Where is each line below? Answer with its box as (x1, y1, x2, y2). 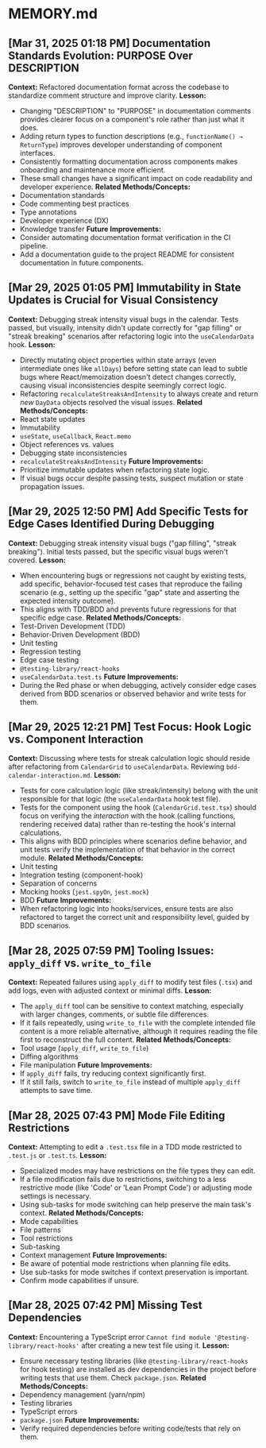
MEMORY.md (8, 5, 98, 23)
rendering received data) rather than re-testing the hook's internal (19, 820, 236, 829)
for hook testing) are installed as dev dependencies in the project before (19, 1364, 256, 1374)
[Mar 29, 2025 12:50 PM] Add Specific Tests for (8, 505, 249, 519)
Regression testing (19, 647, 82, 656)
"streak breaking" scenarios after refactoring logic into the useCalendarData (8, 331, 254, 341)
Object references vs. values (19, 439, 114, 449)
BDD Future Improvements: (19, 895, 112, 905)
